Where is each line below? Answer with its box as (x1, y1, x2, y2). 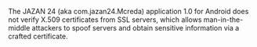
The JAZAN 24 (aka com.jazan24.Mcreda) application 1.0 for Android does (8, 7, 249, 16)
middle (8, 23, 31, 32)
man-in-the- (203, 15, 244, 24)
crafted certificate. (8, 31, 68, 41)
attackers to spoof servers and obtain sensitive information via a (31, 23, 240, 32)
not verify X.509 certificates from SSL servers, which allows (8, 15, 202, 24)
